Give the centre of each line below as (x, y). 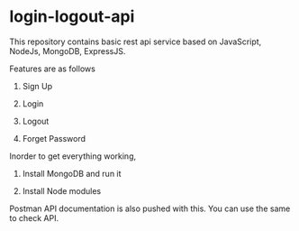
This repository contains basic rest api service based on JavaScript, (136, 42)
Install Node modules (62, 190)
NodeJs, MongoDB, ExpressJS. (68, 51)
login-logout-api (72, 17)
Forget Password (54, 138)
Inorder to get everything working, (73, 156)
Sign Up (37, 86)
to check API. (34, 217)
